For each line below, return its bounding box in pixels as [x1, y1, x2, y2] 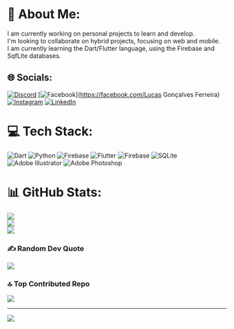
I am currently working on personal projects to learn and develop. [7, 29, 195, 38]
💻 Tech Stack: [7, 123, 93, 139]
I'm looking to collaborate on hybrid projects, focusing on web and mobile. [7, 36, 221, 45]
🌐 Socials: [7, 72, 53, 84]
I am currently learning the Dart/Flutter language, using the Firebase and [7, 44, 215, 52]
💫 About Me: [7, 6, 81, 22]
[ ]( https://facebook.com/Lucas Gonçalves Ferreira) [38, 90, 220, 98]
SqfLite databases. [7, 52, 61, 60]
